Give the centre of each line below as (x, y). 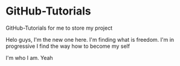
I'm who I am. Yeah (29, 58)
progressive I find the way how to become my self (68, 46)
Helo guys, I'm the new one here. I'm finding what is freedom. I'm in (90, 39)
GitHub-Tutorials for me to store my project (59, 28)
